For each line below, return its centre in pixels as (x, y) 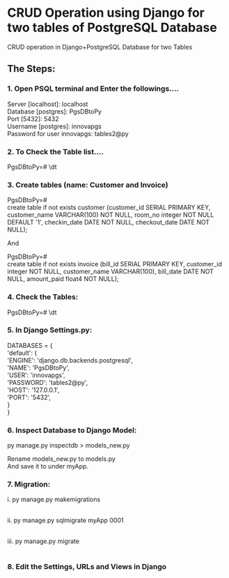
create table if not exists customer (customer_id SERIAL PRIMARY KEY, (109, 208)
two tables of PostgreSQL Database (112, 28)
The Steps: (31, 69)
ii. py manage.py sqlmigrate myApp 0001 (65, 520)
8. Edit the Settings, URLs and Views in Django (87, 567)
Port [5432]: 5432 (33, 119)
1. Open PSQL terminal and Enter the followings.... (93, 89)
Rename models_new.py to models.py (62, 459)
